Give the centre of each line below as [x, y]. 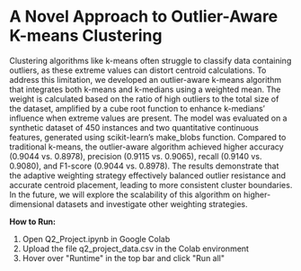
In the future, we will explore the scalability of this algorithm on [126, 194]
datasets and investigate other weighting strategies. [152, 203]
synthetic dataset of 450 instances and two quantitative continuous [134, 127]
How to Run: [33, 221]
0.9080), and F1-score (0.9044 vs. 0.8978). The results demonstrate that [144, 166]
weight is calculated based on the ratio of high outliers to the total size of [144, 99]
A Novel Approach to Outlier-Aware [144, 17]
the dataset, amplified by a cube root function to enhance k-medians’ [137, 108]
